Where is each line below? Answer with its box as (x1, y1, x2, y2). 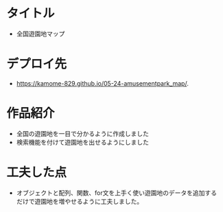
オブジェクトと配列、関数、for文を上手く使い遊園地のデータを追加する (16, 189, 218, 197)
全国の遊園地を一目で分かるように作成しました (16, 129, 149, 137)
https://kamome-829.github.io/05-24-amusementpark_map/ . (16, 79, 189, 87)
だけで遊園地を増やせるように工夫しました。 (16, 197, 143, 205)
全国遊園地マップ (16, 30, 65, 38)
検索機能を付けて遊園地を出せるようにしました (16, 138, 149, 146)
